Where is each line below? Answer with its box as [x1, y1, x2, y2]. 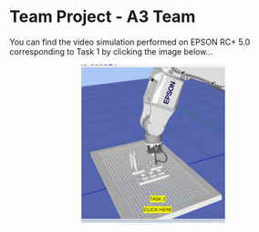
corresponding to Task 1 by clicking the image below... [9, 45, 213, 56]
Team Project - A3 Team [9, 6, 196, 27]
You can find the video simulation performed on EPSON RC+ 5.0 [9, 36, 251, 47]
